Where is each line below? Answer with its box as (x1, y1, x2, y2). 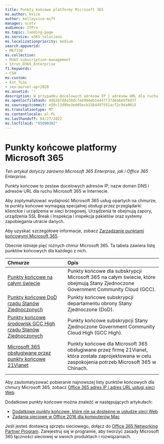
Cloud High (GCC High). (67, 330, 123, 336)
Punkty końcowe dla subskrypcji (67, 267, 142, 274)
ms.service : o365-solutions (5, 35, 62, 40)
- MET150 (5, 48, 23, 53)
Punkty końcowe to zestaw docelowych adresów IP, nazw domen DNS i (5, 183, 149, 189)
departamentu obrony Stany (67, 300, 132, 307)
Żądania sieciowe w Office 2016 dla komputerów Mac (12, 414, 120, 420)
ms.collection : (5, 52, 36, 58)
